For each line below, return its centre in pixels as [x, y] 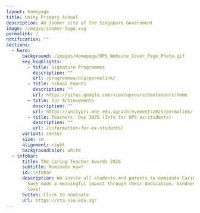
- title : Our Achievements [61, 100]
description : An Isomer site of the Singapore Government [79, 23]
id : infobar [37, 173]
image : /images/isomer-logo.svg [46, 28]
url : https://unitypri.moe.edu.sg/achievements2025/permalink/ [113, 112]
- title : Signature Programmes [66, 67]
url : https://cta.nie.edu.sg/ [59, 200]
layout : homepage [28, 12]
